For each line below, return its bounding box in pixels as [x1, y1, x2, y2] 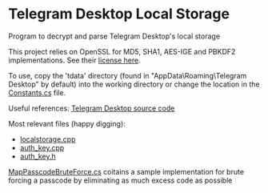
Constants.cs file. [8, 87, 66, 97]
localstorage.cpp [19, 134, 76, 144]
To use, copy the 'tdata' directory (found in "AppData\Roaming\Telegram [8, 70, 247, 80]
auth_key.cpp [19, 143, 65, 152]
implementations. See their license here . [8, 55, 142, 65]
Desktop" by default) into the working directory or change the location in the [8, 79, 260, 89]
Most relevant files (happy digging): [8, 119, 126, 128]
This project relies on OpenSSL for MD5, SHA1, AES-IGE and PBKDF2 [8, 46, 236, 56]
